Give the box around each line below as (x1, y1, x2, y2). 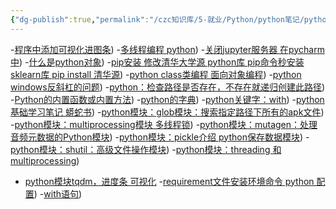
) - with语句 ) (33, 187, 83, 200)
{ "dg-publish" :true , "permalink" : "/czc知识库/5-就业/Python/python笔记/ (10, 14, 305, 25)
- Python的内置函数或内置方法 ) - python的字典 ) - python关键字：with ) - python (10, 93, 325, 105)
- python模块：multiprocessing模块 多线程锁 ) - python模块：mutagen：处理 (10, 118, 318, 130)
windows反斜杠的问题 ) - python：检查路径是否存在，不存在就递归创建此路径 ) (10, 81, 326, 93)
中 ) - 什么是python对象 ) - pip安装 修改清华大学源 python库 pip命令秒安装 (10, 56, 305, 68)
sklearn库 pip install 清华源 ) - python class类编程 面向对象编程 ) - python (10, 68, 302, 80)
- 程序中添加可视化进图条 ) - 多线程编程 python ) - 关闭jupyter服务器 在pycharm (10, 43, 325, 55)
